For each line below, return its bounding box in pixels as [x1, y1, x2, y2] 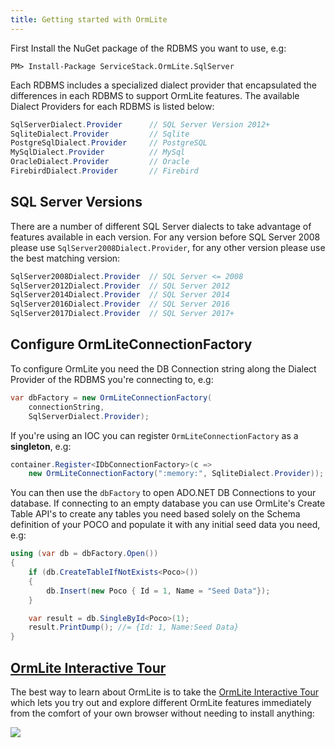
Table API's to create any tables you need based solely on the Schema [10, 508, 301, 520]
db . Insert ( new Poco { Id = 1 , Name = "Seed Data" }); [46, 586, 271, 596]
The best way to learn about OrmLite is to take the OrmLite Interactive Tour [10, 686, 320, 698]
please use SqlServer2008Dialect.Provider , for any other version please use [10, 241, 326, 253]
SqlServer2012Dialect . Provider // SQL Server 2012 [10, 281, 230, 291]
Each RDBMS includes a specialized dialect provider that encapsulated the [10, 79, 317, 91]
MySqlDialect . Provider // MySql [10, 147, 186, 158]
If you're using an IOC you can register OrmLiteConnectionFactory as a [10, 429, 299, 441]
